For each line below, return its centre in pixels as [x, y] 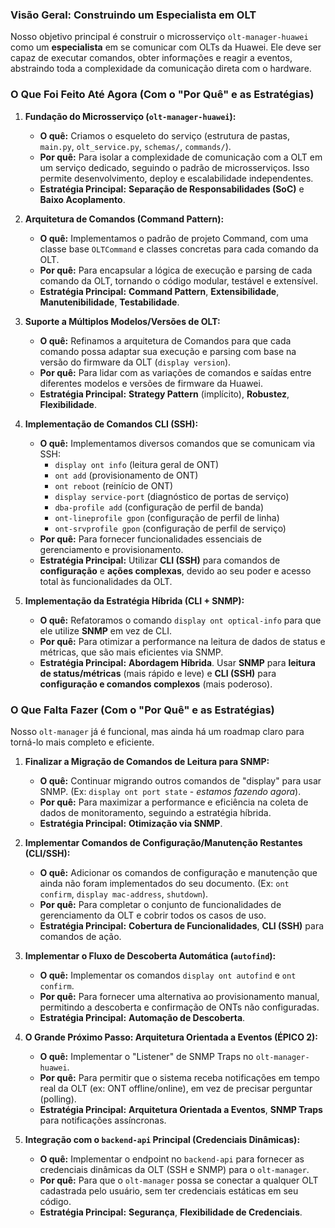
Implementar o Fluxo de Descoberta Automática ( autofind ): [150, 955]
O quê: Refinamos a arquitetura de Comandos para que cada [165, 340]
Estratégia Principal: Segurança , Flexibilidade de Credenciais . [171, 1212]
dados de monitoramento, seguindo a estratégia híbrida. [155, 812]
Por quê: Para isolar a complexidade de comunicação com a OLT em [181, 157]
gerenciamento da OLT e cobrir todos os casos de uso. [153, 915]
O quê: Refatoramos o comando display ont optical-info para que [180, 620]
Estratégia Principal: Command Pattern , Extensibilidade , [159, 291]
